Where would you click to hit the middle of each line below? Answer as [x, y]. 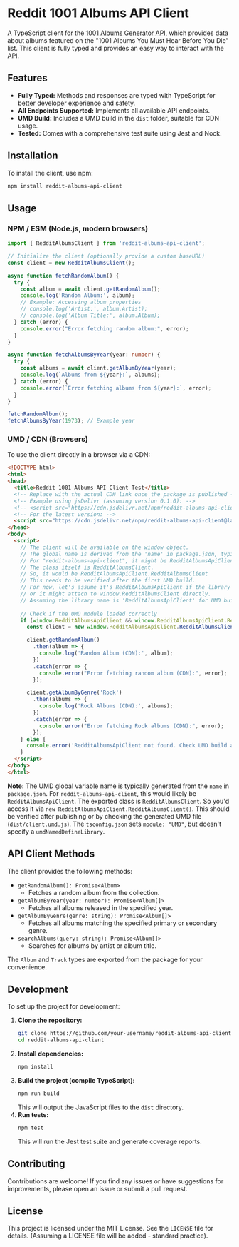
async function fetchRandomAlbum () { [63, 276]
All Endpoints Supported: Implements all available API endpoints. [114, 110]
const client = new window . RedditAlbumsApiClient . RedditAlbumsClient [131, 627]
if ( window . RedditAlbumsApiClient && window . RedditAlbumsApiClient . [124, 620]
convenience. [27, 967]
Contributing [36, 1164]
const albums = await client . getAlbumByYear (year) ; [98, 368]
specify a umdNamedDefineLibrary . [56, 831]
